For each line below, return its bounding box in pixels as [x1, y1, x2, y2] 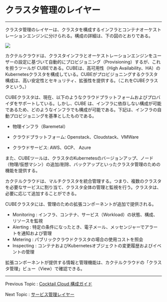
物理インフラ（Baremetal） [12, 123, 68, 129]
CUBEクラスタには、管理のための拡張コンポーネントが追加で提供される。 [5, 201, 157, 207]
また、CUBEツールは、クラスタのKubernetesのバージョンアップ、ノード [5, 155, 154, 161]
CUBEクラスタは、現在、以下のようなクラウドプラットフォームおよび [5, 94, 148, 100]
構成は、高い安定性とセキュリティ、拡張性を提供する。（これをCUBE [5, 77, 146, 83]
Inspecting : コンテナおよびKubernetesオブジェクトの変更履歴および [12, 242, 153, 248]
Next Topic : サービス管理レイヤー [5, 291, 75, 297]
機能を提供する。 [5, 167, 40, 173]
